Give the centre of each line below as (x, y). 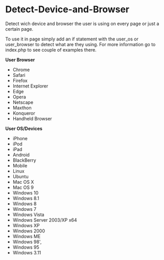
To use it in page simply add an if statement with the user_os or (72, 39)
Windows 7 (25, 209)
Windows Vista (28, 214)
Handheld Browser (32, 118)
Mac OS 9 (23, 187)
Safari (19, 75)
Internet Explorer (30, 86)
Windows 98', (27, 242)
